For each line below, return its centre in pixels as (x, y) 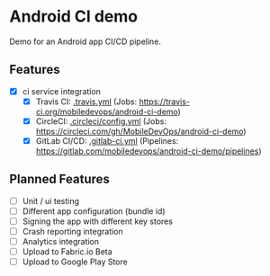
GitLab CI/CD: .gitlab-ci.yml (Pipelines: (107, 140)
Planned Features (60, 179)
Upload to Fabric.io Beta (67, 252)
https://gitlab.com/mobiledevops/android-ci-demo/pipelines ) (149, 151)
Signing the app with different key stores (98, 221)
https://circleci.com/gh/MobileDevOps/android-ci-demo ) (141, 131)
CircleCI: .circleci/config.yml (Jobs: (101, 121)
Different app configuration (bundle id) (94, 211)
